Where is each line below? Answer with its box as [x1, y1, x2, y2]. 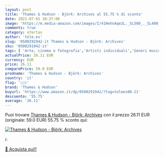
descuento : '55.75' [5, 94, 45, 99]
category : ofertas [5, 30, 42, 35]
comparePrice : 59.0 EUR [5, 67, 54, 72]
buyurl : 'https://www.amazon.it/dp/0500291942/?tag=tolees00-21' [5, 89, 141, 94]
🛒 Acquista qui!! [5, 146, 37, 152]
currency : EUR [5, 57, 34, 62]
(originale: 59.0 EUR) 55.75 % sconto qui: [5, 117, 88, 123]
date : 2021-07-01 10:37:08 [5, 16, 60, 21]
